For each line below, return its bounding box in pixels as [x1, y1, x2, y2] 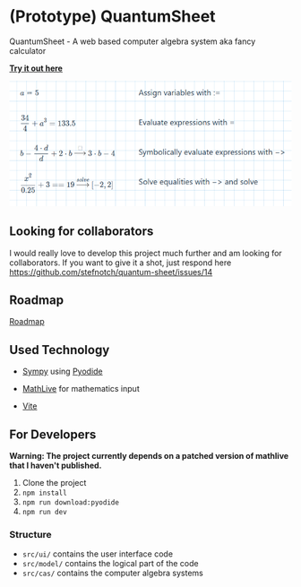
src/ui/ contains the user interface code [21, 548, 173, 559]
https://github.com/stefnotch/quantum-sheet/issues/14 [9, 266, 213, 277]
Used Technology [9, 342, 110, 358]
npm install [21, 488, 67, 497]
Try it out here [9, 63, 63, 73]
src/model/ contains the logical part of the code [21, 558, 199, 569]
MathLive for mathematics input [21, 384, 141, 394]
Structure [9, 528, 52, 540]
